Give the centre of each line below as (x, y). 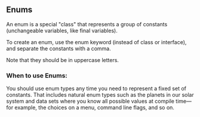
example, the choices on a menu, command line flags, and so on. (95, 107)
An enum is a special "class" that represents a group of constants (87, 24)
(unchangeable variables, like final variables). (62, 30)
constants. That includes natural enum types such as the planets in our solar (100, 95)
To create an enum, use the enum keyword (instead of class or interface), (96, 42)
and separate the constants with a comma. (59, 48)
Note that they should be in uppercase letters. (63, 60)
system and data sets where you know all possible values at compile (90, 101)
